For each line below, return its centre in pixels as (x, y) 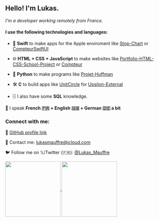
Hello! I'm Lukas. (32, 8)
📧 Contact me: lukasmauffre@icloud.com (48, 142)
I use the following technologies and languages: (57, 32)
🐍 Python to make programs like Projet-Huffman (63, 74)
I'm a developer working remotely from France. (54, 20)
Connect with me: (28, 121)
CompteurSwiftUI (31, 49)
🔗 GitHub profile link (26, 133)
